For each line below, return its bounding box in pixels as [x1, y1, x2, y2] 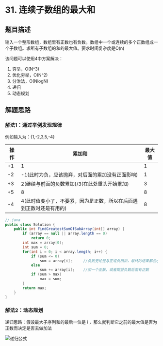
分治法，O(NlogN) [12, 78, 49, 84]
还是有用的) [40, 205, 67, 211]
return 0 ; [31, 236, 51, 241]
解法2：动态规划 [5, 307, 43, 314]
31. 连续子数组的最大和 [5, 4, 96, 16]
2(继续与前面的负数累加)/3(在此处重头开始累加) [21, 180, 130, 187]
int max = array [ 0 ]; [22, 240, 64, 245]
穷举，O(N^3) [12, 66, 40, 72]
